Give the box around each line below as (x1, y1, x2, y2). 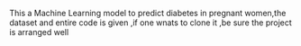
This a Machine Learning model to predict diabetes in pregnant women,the (9, 8, 287, 18)
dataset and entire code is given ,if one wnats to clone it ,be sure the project (9, 17, 293, 28)
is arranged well (9, 27, 69, 37)
